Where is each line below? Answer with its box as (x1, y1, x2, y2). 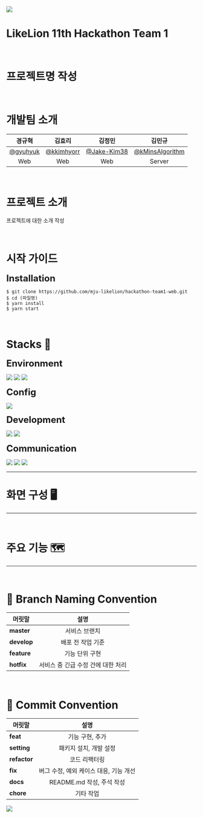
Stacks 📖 (6, 337, 51, 351)
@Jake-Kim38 (85, 147, 129, 155)
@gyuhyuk (9, 147, 40, 155)
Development (6, 414, 65, 425)
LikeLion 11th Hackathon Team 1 (6, 27, 169, 41)
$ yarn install (6, 300, 45, 306)
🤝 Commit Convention (6, 698, 119, 712)
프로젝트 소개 (6, 196, 68, 209)
